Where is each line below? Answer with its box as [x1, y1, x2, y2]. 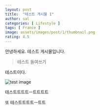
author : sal [5, 16, 29, 21]
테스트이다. [5, 69, 26, 75]
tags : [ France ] [5, 25, 41, 30]
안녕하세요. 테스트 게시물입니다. [5, 48, 66, 54]
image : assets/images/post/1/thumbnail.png [5, 30, 96, 35]
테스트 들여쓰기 [17, 59, 47, 65]
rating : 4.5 [5, 35, 29, 40]
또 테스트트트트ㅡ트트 [5, 99, 46, 105]
